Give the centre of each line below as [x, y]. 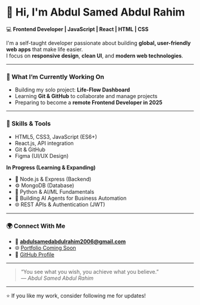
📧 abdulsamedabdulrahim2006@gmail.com [70, 241]
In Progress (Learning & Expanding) [51, 167]
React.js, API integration [44, 143]
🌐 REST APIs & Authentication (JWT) [60, 204]
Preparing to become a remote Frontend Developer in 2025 [88, 103]
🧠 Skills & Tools [29, 124]
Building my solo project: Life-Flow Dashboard [72, 90]
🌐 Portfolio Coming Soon [45, 248]
